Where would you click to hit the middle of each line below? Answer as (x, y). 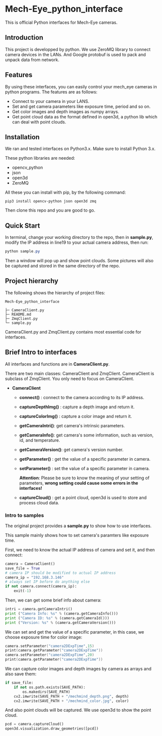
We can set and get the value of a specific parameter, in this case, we (75, 632)
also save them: (21, 674)
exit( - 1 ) (23, 591)
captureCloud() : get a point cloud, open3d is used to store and (83, 497)
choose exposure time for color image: (44, 637)
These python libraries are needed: (40, 158)
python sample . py (23, 251)
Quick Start (23, 226)
